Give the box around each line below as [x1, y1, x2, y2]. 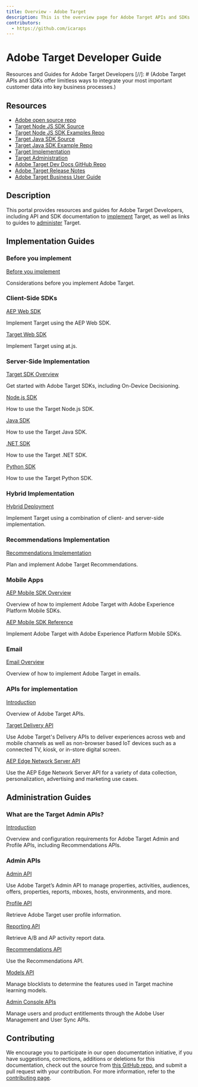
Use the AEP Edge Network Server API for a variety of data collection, [6, 769, 177, 776]
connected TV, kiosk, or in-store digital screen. [6, 746, 121, 753]
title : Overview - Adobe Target [6, 8, 86, 15]
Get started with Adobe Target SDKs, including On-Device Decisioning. [6, 382, 180, 390]
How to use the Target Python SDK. [6, 475, 93, 482]
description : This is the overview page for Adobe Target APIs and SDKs [6, 14, 190, 20]
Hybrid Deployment [6, 503, 54, 510]
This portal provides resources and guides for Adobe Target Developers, [6, 206, 184, 213]
